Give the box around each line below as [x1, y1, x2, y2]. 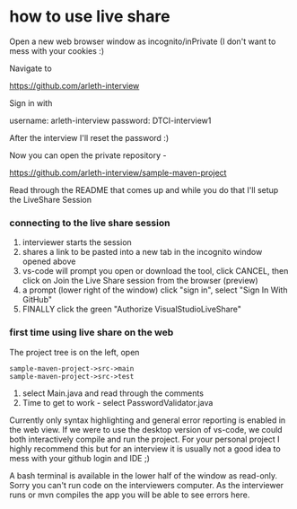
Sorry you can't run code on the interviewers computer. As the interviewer [9, 479, 284, 490]
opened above [22, 256, 76, 267]
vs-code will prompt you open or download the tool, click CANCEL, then [22, 266, 289, 276]
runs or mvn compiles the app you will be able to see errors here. [9, 489, 250, 500]
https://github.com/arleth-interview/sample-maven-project [9, 167, 227, 178]
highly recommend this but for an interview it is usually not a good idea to [9, 443, 281, 454]
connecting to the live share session [9, 216, 170, 229]
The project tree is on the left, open [9, 347, 140, 357]
